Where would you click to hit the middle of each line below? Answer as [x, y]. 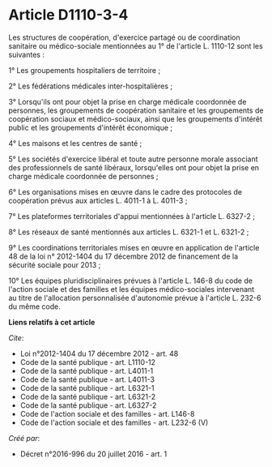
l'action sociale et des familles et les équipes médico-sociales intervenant [132, 289]
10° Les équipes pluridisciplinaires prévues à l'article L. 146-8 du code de [131, 281]
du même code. [34, 306]
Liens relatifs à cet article [52, 322]
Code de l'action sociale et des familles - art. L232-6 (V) [114, 422]
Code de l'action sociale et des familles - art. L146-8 [107, 413]
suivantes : [26, 54]
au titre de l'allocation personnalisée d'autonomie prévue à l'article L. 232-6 [135, 298]
